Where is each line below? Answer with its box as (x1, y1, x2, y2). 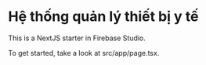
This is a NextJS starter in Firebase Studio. (8, 33, 146, 43)
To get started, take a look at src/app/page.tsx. (8, 48, 160, 57)
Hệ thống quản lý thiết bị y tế (8, 8, 199, 26)
